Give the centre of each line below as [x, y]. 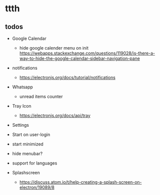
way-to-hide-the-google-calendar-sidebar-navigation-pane [80, 58]
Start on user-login [31, 135]
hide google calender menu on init [54, 48]
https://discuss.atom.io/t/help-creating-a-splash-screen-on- [80, 182]
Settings [21, 125]
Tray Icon [22, 106]
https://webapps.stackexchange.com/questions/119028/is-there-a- [87, 53]
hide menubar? [27, 153]
